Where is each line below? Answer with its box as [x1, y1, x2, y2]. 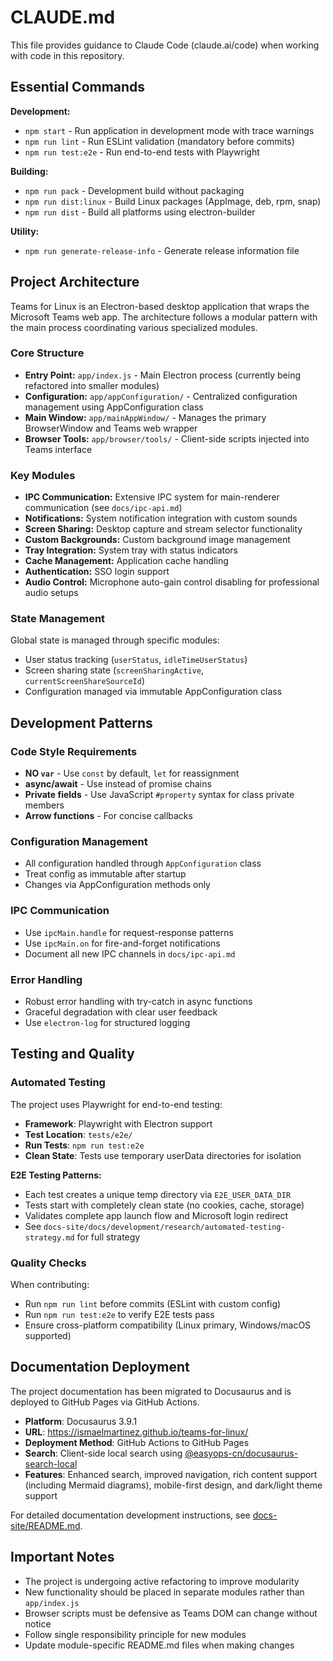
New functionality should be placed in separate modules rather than [24, 1586, 305, 1598]
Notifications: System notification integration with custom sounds [24, 512, 298, 525]
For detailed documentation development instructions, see [10, 1509, 251, 1521]
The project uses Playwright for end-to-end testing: [10, 1098, 223, 1110]
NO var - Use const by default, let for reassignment [24, 767, 240, 780]
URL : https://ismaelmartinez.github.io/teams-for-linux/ [24, 1426, 249, 1438]
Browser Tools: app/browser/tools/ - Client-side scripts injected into [24, 432, 310, 445]
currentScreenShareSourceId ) [24, 675, 146, 687]
